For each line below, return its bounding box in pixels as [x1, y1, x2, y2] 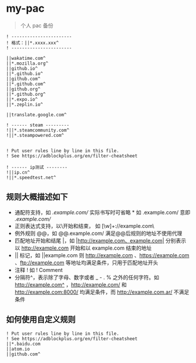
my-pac [6, 2, 45, 15]
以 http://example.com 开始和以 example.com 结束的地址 [14, 244, 152, 251]
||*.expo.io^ [6, 96, 38, 102]
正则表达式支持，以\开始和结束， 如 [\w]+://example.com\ [14, 222, 154, 229]
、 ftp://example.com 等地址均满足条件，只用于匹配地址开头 [14, 259, 158, 266]
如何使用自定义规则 [6, 315, 76, 325]
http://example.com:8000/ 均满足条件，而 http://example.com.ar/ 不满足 [14, 288, 190, 295]
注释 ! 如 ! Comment [14, 266, 63, 273]
